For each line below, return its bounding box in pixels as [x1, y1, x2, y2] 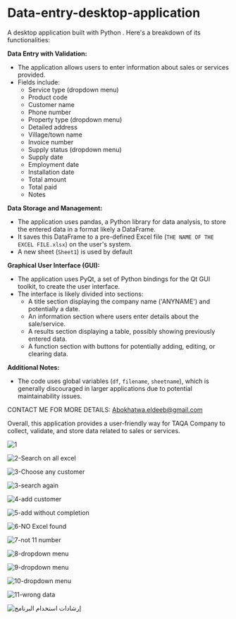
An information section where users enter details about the [27, 312, 199, 320]
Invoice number [27, 137, 74, 146]
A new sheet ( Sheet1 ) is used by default [17, 247, 132, 256]
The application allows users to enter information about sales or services [17, 63, 229, 71]
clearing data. [27, 349, 68, 358]
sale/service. [27, 319, 66, 328]
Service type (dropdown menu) [27, 85, 119, 94]
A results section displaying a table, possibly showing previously [27, 327, 216, 335]
